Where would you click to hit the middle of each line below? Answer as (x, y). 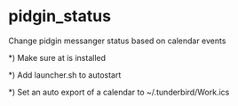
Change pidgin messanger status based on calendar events (117, 41)
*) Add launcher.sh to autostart (65, 75)
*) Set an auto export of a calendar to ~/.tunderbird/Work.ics (119, 92)
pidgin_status (60, 16)
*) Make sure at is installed (57, 57)
